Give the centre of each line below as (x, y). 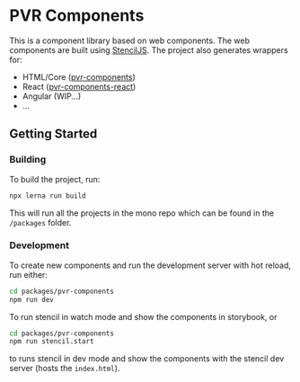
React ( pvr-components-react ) (79, 86)
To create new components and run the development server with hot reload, (150, 265)
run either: (28, 274)
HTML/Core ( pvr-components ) (79, 76)
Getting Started (53, 134)
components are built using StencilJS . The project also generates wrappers (149, 49)
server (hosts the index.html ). (65, 369)
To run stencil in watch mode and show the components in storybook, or (143, 316)
